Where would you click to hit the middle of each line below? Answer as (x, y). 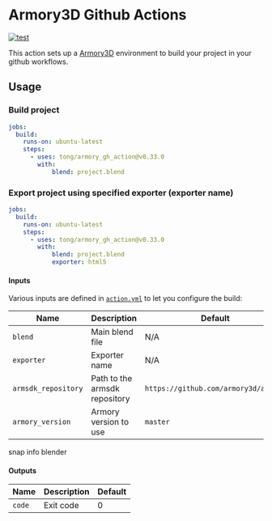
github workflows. (38, 61)
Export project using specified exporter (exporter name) (121, 193)
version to (110, 422)
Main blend (112, 332)
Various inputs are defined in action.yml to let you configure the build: (125, 299)
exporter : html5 (79, 262)
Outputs (23, 470)
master (157, 422)
